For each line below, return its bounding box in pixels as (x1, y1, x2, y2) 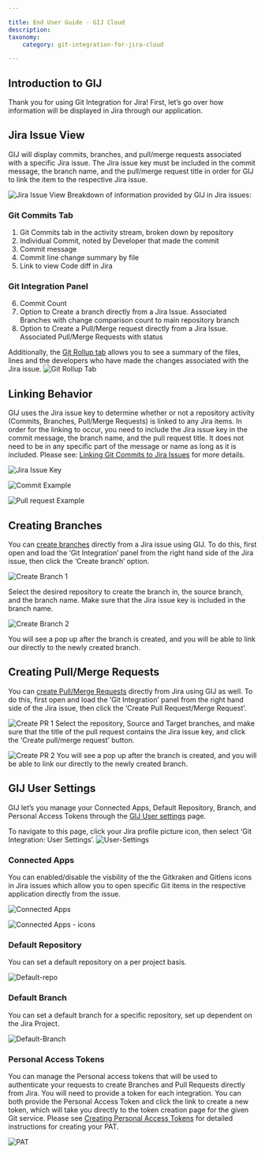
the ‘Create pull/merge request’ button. (8, 735, 135, 745)
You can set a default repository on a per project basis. (8, 958, 187, 967)
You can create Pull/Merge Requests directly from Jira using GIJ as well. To (8, 686, 253, 696)
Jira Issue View (8, 129, 85, 142)
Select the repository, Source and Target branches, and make (54, 719, 255, 728)
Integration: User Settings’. (8, 835, 95, 844)
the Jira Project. (8, 1018, 60, 1028)
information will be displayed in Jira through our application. (8, 106, 203, 115)
